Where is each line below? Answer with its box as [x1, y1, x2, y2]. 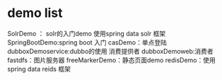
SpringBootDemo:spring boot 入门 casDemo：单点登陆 [7, 38, 168, 47]
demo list [7, 5, 63, 21]
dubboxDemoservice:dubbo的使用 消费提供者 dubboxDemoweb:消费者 [7, 47, 214, 55]
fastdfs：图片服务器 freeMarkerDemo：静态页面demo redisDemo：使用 [7, 55, 216, 64]
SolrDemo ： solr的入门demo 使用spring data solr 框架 [7, 29, 166, 38]
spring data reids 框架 [7, 64, 71, 73]
